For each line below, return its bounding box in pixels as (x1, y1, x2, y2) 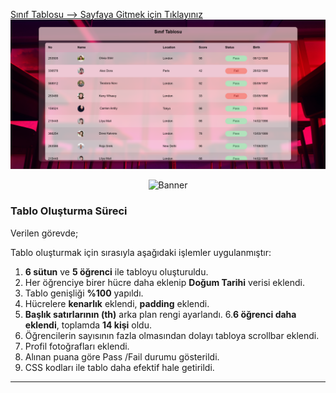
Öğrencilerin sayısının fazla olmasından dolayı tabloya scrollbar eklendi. (24, 329, 320, 341)
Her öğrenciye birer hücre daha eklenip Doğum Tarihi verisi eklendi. (24, 276, 306, 288)
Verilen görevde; (10, 227, 79, 239)
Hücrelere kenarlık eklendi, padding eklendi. (24, 297, 210, 309)
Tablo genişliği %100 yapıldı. (24, 287, 144, 299)
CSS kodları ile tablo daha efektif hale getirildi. (24, 361, 215, 373)
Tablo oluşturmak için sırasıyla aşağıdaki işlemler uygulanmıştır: (10, 246, 272, 258)
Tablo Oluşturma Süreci (10, 204, 128, 218)
